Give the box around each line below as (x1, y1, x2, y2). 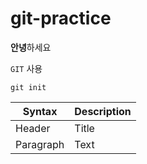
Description (74, 104, 132, 118)
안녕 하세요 (10, 41, 52, 53)
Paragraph (15, 137, 65, 151)
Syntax (22, 104, 58, 118)
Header (15, 121, 51, 135)
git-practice (10, 7, 112, 30)
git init (10, 82, 47, 92)
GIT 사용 (10, 62, 43, 74)
